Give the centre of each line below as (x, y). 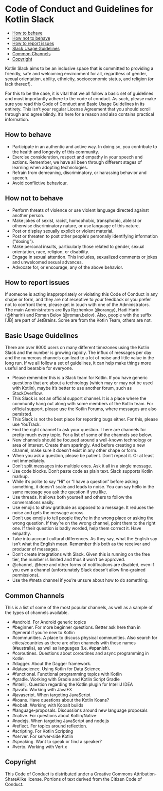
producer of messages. (36, 549)
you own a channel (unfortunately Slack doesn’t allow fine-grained (79, 570)
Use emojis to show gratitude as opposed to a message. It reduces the (83, 507)
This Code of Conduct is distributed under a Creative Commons (69, 774)
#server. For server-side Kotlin (43, 736)
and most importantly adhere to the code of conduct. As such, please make (81, 98)
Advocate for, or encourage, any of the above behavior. (67, 267)
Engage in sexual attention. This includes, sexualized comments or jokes (85, 257)
